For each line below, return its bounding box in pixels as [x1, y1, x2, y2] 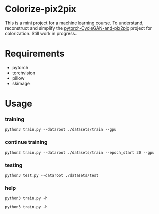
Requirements [5, 48, 65, 59]
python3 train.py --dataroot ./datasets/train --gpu [5, 127, 117, 132]
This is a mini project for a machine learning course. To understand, [5, 20, 144, 26]
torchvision [12, 70, 36, 76]
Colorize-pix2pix [5, 3, 76, 15]
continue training [5, 139, 48, 146]
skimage [12, 80, 30, 86]
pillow [12, 75, 25, 81]
